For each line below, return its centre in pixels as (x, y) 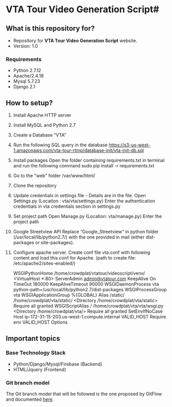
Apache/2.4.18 (28, 76)
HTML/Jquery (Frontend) (39, 369)
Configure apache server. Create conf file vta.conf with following (82, 252)
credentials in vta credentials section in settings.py (67, 206)
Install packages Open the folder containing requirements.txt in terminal (89, 160)
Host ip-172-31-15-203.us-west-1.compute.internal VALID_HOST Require (90, 317)
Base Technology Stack (36, 353)
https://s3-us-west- (130, 145)
